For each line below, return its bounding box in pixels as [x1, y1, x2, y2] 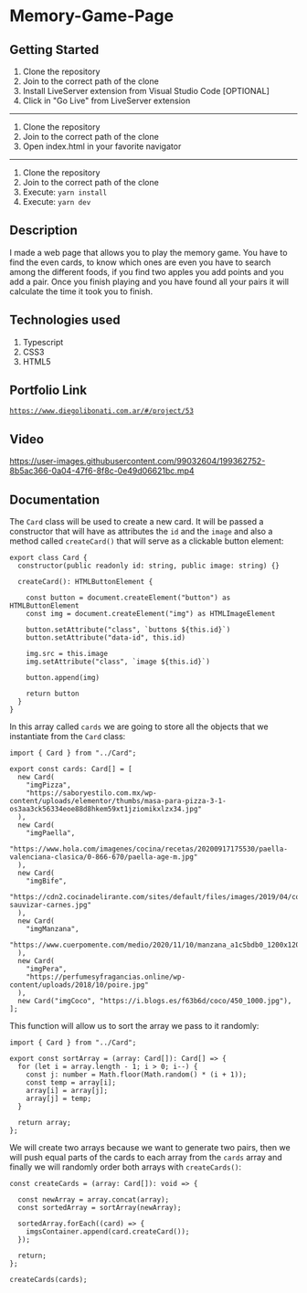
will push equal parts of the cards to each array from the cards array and [9, 1152, 282, 1163]
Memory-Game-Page [9, 5, 175, 26]
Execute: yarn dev [22, 196, 91, 207]
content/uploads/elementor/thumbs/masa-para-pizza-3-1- [9, 797, 227, 806]
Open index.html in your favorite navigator [22, 141, 182, 152]
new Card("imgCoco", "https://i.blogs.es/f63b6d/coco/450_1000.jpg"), [17, 997, 292, 1006]
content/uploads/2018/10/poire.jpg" [9, 980, 149, 990]
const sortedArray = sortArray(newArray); [17, 1203, 182, 1213]
